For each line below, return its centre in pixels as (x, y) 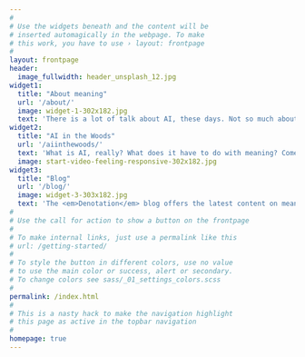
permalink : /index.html (54, 296)
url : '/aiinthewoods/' (60, 144)
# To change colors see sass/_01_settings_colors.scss (115, 280)
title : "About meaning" (62, 94)
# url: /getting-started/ (58, 246)
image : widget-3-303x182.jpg (73, 195)
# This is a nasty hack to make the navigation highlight (121, 313)
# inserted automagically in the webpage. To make (107, 35)
